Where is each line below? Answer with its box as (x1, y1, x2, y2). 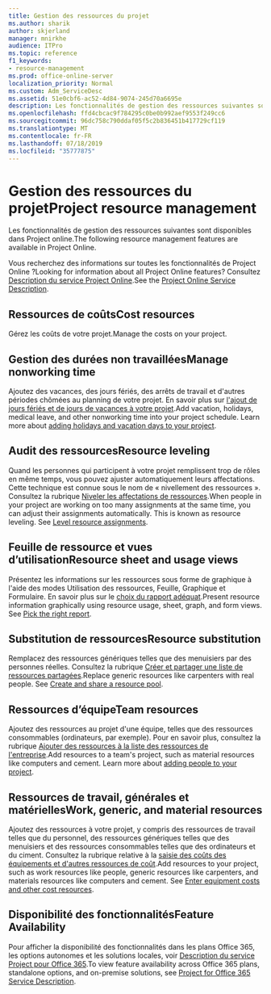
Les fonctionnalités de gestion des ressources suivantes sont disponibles (8, 225, 252, 235)
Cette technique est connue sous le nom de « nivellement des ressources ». (8, 482, 261, 493)
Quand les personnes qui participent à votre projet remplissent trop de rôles (8, 465, 261, 475)
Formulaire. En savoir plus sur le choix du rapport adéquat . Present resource (8, 591, 261, 602)
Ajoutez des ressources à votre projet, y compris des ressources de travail (8, 824, 256, 834)
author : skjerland (8, 27, 70, 35)
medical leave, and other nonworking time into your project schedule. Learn (8, 412, 261, 422)
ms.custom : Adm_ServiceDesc (8, 86, 103, 95)
